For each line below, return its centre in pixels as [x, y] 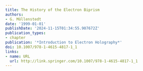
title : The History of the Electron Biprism [52, 10]
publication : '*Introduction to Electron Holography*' [64, 42]
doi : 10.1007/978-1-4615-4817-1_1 [41, 47]
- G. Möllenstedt [23, 19]
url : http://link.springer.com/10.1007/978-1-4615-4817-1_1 [74, 61]
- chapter [16, 38]
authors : [14, 14]
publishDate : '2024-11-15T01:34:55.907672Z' [52, 28]
